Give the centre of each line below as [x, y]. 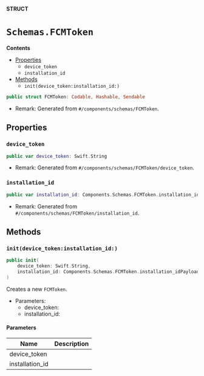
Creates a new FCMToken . [37, 289]
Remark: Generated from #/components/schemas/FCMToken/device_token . [104, 168]
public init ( [23, 261]
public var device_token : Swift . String [57, 156]
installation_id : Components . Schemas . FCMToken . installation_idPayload [108, 271]
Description [72, 344]
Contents [18, 48]
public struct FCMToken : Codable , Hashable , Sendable [76, 97]
